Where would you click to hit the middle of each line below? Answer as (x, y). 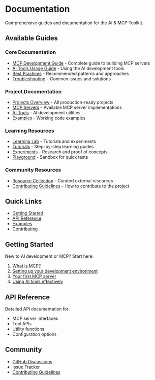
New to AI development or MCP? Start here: (49, 256)
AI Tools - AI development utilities (46, 112)
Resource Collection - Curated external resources (62, 180)
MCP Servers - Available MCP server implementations (67, 107)
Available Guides (31, 38)
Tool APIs (22, 323)
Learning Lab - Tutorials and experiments (54, 141)
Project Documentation (33, 91)
